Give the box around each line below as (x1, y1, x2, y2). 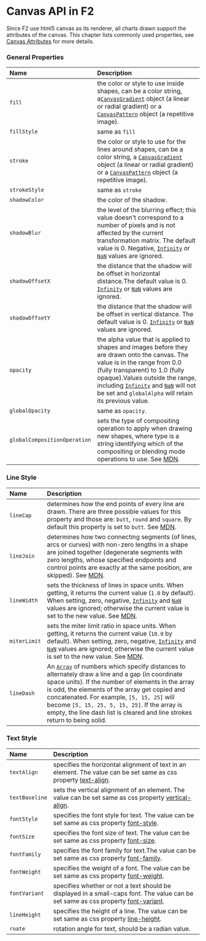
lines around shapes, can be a (97, 145, 183, 154)
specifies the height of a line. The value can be (53, 907, 188, 915)
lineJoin (9, 552, 35, 559)
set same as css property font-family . (53, 854, 162, 862)
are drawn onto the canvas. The (97, 351, 189, 359)
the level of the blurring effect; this (97, 205, 196, 214)
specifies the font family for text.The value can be (53, 846, 196, 855)
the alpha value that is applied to (97, 336, 191, 344)
